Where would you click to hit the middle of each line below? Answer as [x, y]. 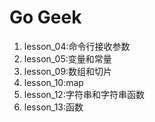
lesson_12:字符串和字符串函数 [84, 94]
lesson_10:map [53, 82]
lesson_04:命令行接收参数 [77, 46]
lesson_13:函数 [53, 107]
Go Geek [45, 17]
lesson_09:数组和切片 [68, 71]
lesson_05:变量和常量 [67, 58]
